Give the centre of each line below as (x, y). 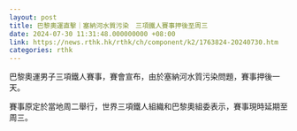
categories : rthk (41, 50)
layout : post (33, 17)
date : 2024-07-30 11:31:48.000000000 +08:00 (92, 34)
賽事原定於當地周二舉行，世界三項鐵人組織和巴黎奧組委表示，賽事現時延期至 (148, 106)
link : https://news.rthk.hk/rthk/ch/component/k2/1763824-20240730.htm (144, 42)
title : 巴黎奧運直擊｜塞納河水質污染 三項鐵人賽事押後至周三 (109, 26)
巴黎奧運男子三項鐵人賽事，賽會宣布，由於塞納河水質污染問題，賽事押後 (141, 77)
